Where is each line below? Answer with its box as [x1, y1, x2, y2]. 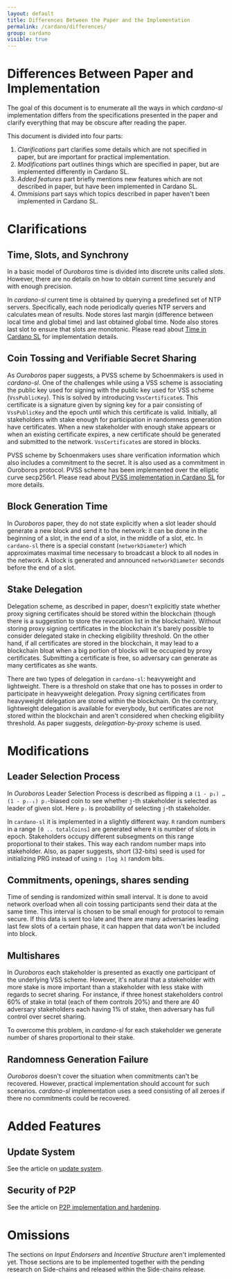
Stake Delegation [7, 584, 83, 595]
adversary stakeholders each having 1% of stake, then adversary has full [7, 1005, 215, 1014]
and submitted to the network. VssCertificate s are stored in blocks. [7, 437, 202, 445]
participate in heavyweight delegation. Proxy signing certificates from [7, 689, 206, 698]
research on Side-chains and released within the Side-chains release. [7, 1265, 206, 1273]
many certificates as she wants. [7, 661, 98, 669]
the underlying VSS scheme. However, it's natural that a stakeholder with [7, 975, 215, 984]
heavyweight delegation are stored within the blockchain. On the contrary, [7, 696, 219, 705]
